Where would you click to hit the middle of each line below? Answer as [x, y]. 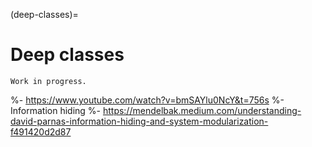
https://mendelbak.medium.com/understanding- [202, 110]
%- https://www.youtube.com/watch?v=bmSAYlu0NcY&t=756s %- [147, 100]
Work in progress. [48, 81]
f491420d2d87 [41, 131]
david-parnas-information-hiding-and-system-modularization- [139, 121]
